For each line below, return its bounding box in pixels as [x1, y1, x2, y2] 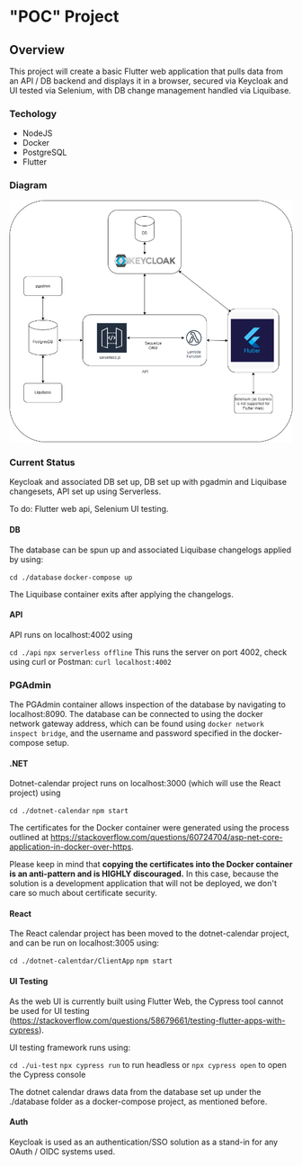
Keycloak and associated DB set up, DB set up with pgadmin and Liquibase [9, 477, 288, 488]
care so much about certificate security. [9, 888, 157, 899]
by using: [9, 553, 44, 564]
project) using [9, 787, 61, 798]
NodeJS [22, 128, 53, 139]
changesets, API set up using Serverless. [9, 486, 162, 497]
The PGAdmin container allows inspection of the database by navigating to [9, 699, 286, 710]
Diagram [9, 179, 48, 192]
